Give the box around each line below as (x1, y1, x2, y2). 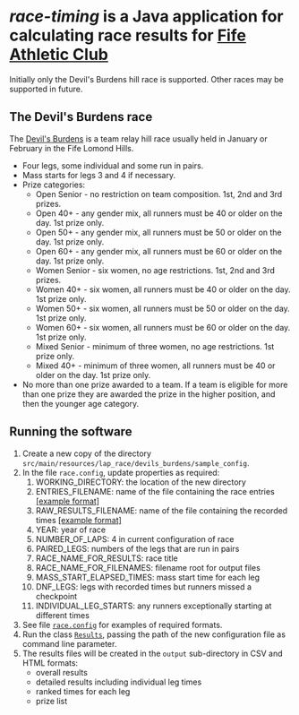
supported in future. (9, 83, 83, 94)
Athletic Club (9, 45, 109, 65)
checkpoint (35, 590, 78, 601)
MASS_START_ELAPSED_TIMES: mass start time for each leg (35, 572, 261, 582)
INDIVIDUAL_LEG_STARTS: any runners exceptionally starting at (35, 600, 272, 611)
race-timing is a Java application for (9, 6, 284, 27)
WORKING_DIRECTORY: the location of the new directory (35, 477, 246, 487)
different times (35, 609, 90, 620)
